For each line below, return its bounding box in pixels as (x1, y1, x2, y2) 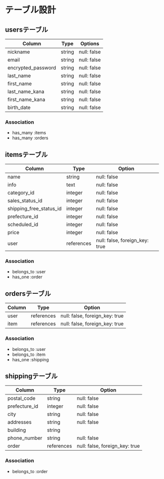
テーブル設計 (5, 4, 56, 16)
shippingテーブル (5, 372, 58, 380)
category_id (7, 189, 35, 196)
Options (80, 40, 100, 47)
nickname (7, 48, 30, 55)
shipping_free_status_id (7, 205, 62, 212)
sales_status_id (7, 197, 42, 204)
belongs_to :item (12, 351, 46, 357)
